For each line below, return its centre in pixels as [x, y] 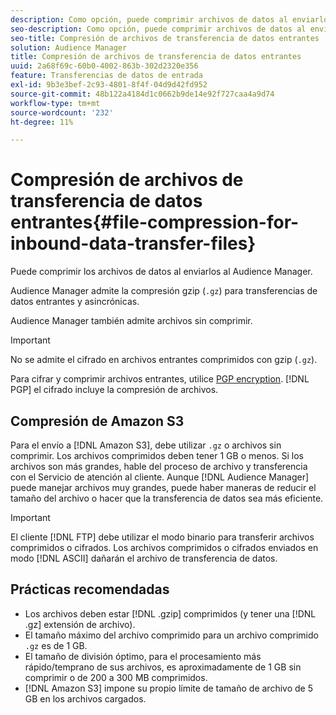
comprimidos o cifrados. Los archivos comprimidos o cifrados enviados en [164, 547]
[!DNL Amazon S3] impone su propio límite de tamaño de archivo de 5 [168, 688]
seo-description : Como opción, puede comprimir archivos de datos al [158, 29]
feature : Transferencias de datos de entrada [106, 76]
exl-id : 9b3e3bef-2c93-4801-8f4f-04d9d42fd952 [109, 85]
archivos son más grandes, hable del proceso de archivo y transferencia [159, 466]
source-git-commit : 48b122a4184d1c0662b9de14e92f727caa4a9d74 [142, 94]
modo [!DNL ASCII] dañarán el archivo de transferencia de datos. [144, 558]
